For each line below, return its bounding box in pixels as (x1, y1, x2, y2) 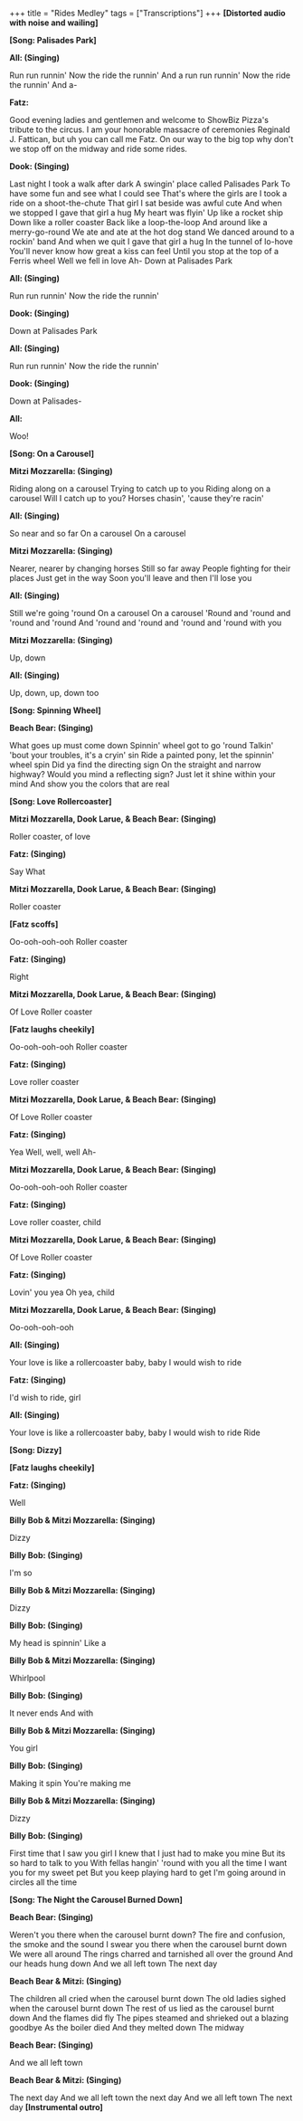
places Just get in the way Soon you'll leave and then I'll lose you (9, 573, 252, 583)
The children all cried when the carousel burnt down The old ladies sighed (9, 1993, 287, 2003)
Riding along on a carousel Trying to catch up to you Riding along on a (9, 483, 271, 494)
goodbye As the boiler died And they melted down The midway (9, 2022, 244, 2032)
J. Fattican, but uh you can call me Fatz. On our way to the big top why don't (9, 134, 294, 144)
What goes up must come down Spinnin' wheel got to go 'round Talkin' (9, 740, 274, 750)
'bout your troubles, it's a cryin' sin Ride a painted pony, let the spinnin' (9, 750, 274, 760)
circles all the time (9, 1877, 78, 1888)
